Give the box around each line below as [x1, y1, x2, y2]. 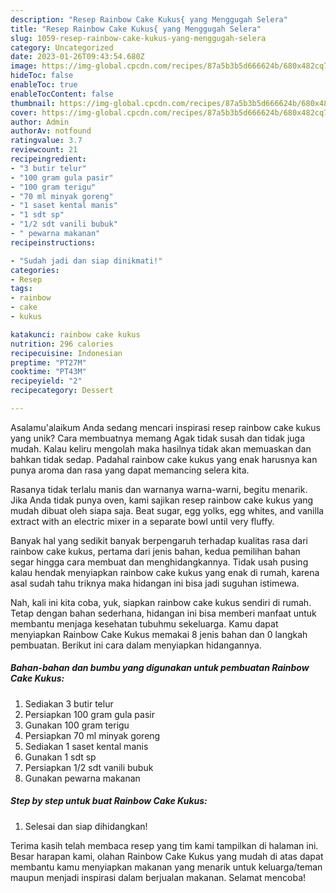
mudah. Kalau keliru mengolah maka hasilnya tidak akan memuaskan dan [10, 442, 312, 455]
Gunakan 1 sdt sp [24, 751, 97, 763]
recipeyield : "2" [10, 376, 83, 386]
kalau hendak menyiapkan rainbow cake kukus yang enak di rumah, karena [10, 566, 320, 578]
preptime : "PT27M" [10, 357, 87, 368]
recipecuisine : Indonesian [10, 348, 123, 358]
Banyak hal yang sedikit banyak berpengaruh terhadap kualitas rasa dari [10, 534, 308, 546]
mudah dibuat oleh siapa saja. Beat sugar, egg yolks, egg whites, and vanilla [10, 504, 325, 516]
